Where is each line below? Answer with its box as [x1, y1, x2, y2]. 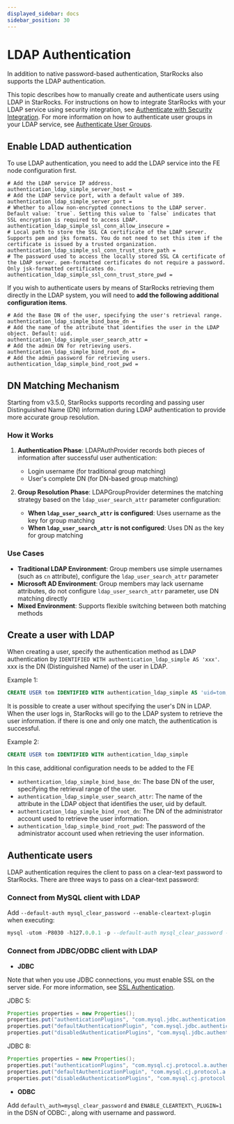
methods [17, 609, 43, 617]
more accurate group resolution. [7, 413, 100, 422]
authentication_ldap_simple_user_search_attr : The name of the [17, 792, 203, 800]
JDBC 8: [7, 1042, 31, 1050]
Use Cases [7, 549, 45, 559]
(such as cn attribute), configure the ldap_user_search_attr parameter [17, 572, 219, 580]
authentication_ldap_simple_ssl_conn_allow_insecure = [7, 222, 170, 230]
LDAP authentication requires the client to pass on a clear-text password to [7, 868, 223, 876]
